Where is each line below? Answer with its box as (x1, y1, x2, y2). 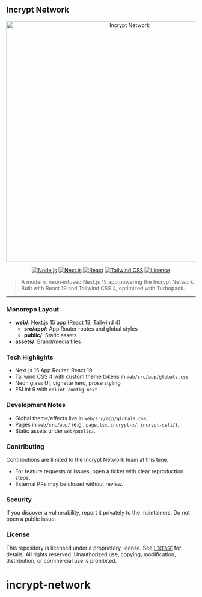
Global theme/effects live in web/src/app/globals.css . (14, 414, 148, 421)
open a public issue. (6, 515, 56, 522)
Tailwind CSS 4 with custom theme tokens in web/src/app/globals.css (14, 373, 189, 381)
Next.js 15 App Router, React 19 (14, 367, 93, 374)
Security (6, 495, 32, 504)
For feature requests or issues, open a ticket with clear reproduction (14, 468, 184, 474)
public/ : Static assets (23, 332, 77, 339)
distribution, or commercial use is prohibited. (6, 557, 117, 564)
